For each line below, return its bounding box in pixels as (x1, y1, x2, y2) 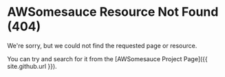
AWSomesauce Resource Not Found (7, 4, 219, 20)
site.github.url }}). (7, 62, 57, 70)
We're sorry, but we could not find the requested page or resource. (7, 41, 197, 49)
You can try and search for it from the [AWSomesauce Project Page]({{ (7, 54, 208, 63)
